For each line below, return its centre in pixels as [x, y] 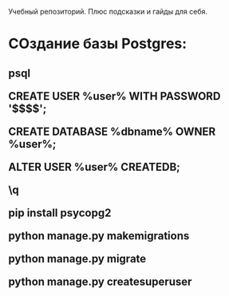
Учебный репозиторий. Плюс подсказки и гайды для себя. [108, 12]
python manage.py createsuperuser [100, 281]
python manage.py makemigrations [99, 236]
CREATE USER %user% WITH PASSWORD [114, 96]
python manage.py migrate [77, 259]
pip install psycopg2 [60, 213]
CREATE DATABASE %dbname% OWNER [112, 131]
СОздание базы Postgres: [98, 44]
